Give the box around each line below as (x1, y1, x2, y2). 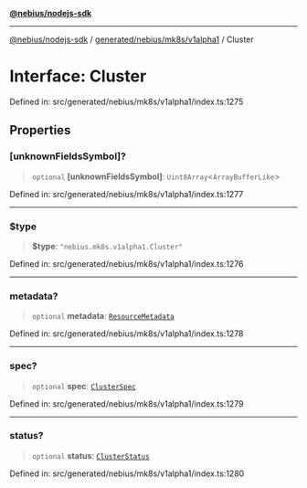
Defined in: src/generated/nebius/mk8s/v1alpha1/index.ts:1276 (9, 258, 244, 269)
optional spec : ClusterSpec (31, 380, 136, 391)
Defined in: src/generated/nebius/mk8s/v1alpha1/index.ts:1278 (9, 328, 244, 339)
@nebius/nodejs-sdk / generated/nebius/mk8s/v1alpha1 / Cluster (9, 34, 254, 45)
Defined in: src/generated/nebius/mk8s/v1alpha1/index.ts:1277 (9, 188, 244, 199)
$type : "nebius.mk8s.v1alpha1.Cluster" (31, 240, 183, 251)
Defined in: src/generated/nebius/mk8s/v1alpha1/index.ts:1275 (9, 96, 244, 107)
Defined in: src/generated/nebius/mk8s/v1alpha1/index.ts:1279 (9, 398, 244, 409)
